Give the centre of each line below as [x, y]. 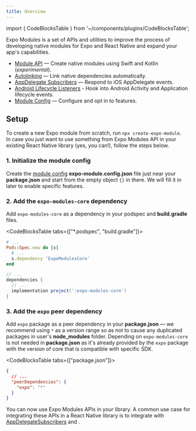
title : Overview [26, 11]
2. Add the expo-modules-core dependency [67, 201]
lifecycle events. [34, 94]
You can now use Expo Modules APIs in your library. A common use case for [98, 409]
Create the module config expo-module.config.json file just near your [91, 173]
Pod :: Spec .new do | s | [32, 247]
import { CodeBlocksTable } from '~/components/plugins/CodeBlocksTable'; [98, 28]
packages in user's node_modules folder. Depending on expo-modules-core [97, 337]
